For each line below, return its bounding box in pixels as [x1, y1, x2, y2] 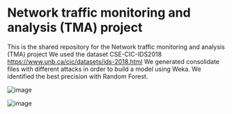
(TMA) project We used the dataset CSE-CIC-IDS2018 [7, 50, 162, 58]
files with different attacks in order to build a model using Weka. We [7, 65, 201, 73]
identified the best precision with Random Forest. [7, 72, 148, 81]
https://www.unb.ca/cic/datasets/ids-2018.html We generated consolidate [7, 57, 220, 65]
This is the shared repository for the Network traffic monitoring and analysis [7, 42, 225, 51]
